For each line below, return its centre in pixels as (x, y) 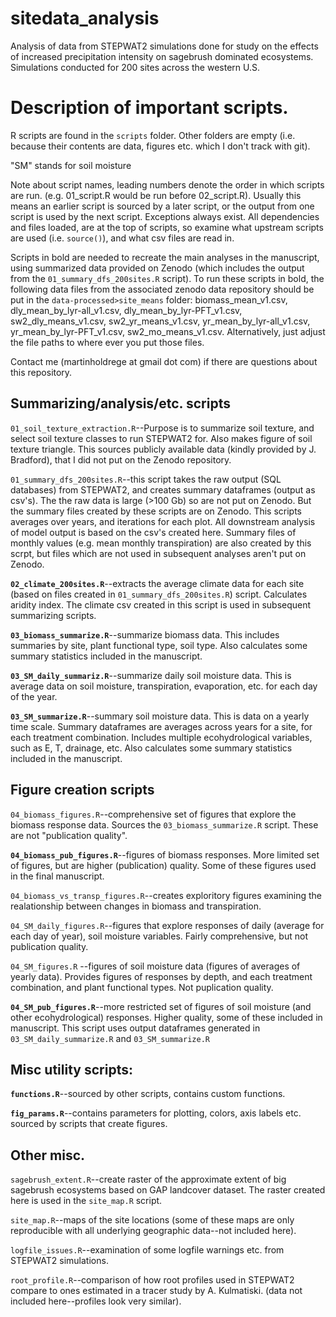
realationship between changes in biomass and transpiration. (136, 906)
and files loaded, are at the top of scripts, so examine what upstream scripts (167, 227)
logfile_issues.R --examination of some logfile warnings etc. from (147, 1250)
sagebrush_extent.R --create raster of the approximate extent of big (148, 1179)
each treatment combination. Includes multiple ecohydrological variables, (161, 737)
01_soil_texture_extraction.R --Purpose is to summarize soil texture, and (162, 428)
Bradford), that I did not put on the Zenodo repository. (121, 459)
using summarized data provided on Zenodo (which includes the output (157, 268)
